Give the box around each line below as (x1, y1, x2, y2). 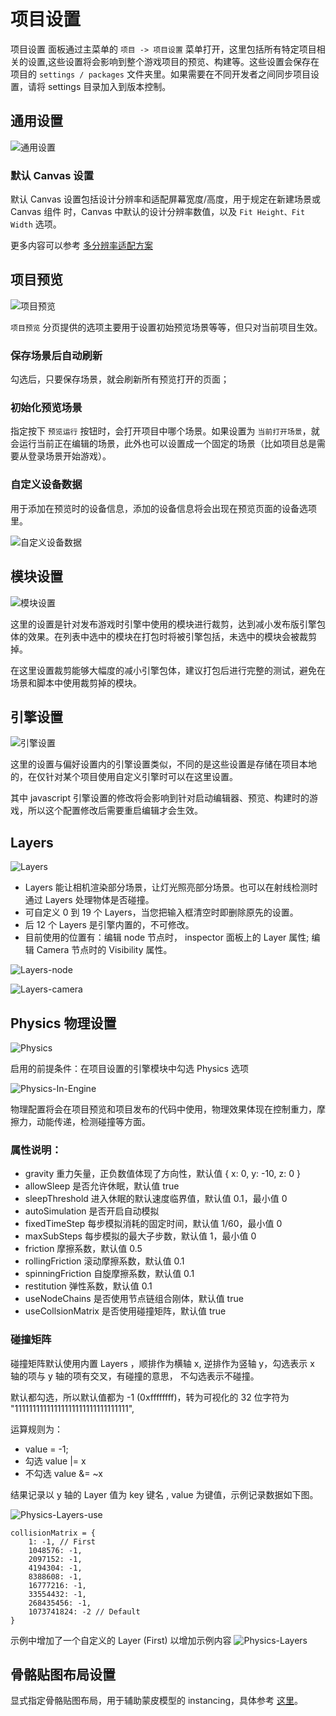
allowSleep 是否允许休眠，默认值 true (24, 1180, 180, 1192)
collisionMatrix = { (10, 1528, 97, 1538)
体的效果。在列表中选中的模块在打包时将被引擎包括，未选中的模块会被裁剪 (10, 630, 317, 642)
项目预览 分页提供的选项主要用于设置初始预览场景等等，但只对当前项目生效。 (10, 321, 323, 333)
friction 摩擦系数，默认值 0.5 (24, 1243, 143, 1255)
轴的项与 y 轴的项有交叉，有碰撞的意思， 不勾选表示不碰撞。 (10, 1370, 260, 1382)
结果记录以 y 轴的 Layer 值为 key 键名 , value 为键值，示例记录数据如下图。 (10, 1488, 319, 1500)
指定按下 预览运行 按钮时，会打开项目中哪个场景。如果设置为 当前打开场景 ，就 (10, 425, 320, 437)
